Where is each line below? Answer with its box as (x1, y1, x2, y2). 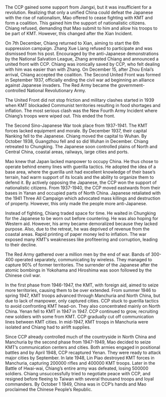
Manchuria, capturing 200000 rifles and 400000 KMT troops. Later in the (5, 360, 155, 366)
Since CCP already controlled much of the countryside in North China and (5, 334, 156, 340)
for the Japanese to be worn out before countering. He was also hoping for (5, 216, 159, 221)
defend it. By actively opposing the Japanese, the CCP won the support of (5, 179, 157, 185)
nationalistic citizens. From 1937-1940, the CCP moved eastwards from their (5, 185, 161, 190)
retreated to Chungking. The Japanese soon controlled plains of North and (5, 144, 158, 149)
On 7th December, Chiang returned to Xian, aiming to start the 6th (5, 40, 140, 46)
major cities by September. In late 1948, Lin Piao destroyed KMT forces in (5, 355, 155, 361)
